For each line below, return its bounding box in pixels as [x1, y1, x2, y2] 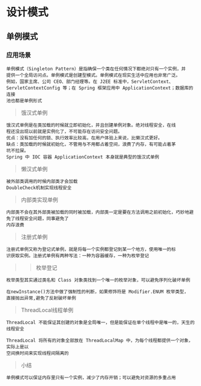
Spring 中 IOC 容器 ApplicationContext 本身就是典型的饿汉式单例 [6, 154, 160, 160]
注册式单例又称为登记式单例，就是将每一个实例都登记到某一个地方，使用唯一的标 [6, 246, 176, 252]
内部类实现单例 [20, 196, 58, 203]
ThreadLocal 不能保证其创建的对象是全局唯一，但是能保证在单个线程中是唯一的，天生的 [6, 319, 195, 325]
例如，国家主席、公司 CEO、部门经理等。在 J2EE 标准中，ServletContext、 [6, 79, 174, 85]
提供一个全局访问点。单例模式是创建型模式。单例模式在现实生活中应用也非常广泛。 [6, 72, 181, 78]
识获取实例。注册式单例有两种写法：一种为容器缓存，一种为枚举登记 [6, 253, 149, 259]
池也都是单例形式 [6, 97, 43, 104]
